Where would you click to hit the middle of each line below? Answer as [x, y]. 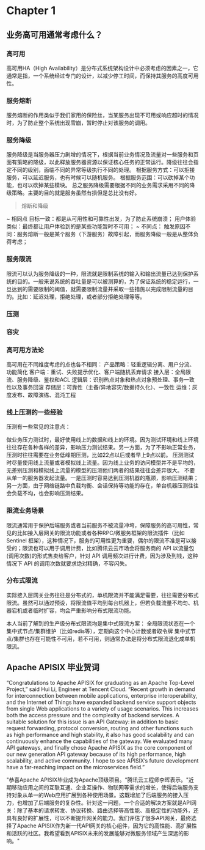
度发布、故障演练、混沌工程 [41, 394]
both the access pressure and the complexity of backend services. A [93, 715]
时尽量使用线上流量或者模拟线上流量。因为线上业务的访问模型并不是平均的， [103, 463]
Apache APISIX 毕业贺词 [53, 667]
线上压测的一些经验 [34, 412]
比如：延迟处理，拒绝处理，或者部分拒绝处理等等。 [81, 297]
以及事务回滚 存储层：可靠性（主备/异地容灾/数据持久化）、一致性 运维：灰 [104, 387]
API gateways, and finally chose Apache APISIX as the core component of [99, 747]
